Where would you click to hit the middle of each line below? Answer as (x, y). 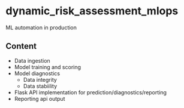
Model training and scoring (48, 67)
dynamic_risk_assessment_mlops (92, 11)
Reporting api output (40, 98)
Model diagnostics (37, 73)
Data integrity (40, 79)
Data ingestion (32, 60)
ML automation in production (41, 27)
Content (21, 46)
